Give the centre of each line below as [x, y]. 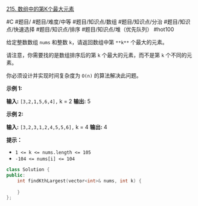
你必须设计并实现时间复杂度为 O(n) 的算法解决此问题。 [74, 75]
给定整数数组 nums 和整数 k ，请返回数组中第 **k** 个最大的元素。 [87, 42]
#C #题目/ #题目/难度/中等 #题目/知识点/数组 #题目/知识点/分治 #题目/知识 [98, 22]
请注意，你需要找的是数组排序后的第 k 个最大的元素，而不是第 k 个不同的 [97, 55]
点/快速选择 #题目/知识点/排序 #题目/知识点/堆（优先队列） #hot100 [90, 29]
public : [16, 175]
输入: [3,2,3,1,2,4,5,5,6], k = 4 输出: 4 [57, 127]
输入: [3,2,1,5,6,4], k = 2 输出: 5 [49, 101]
